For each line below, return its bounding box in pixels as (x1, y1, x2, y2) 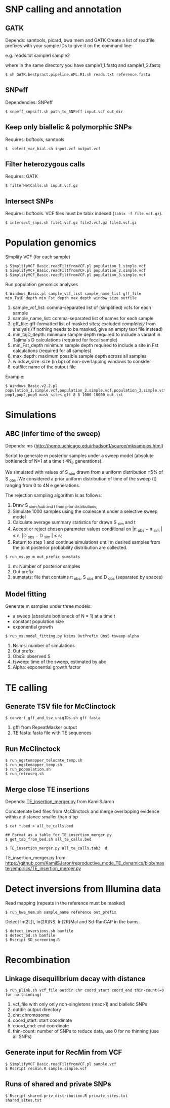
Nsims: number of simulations (12, 643, 75, 649)
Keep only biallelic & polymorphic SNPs (5, 123, 132, 131)
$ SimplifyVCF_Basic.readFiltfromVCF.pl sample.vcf (5, 1061, 116, 1066)
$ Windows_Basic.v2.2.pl (5, 384, 58, 389)
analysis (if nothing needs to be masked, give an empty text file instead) (12, 326, 163, 332)
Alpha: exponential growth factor (12, 664, 81, 670)
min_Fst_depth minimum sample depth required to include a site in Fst (12, 342, 158, 349)
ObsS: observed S (12, 653, 51, 660)
